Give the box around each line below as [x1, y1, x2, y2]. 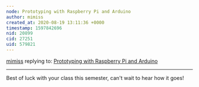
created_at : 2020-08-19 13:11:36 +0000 [6, 19, 105, 25]
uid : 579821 [6, 42, 36, 48]
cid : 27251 [6, 36, 33, 42]
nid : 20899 [6, 31, 33, 36]
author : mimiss [6, 14, 44, 20]
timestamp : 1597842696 [6, 25, 62, 31]
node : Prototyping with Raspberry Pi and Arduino [6, 8, 131, 15]
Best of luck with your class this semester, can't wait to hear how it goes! [6, 74, 184, 81]
